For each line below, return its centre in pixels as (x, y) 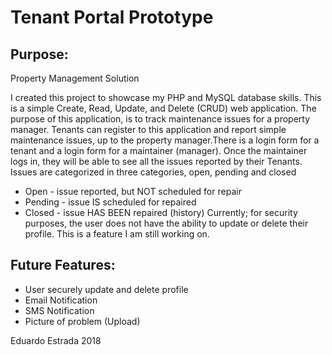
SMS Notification (59, 310)
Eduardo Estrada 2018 (56, 340)
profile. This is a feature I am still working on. (117, 234)
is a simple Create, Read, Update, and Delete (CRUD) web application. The (163, 108)
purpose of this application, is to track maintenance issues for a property (160, 119)
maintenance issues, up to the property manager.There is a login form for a (165, 140)
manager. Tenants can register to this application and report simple (148, 129)
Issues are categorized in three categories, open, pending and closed (153, 172)
